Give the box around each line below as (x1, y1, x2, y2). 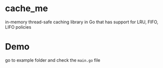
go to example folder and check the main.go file (5, 57, 101, 63)
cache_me (5, 3, 48, 14)
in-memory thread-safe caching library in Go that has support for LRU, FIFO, (5, 19, 159, 25)
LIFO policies (5, 24, 32, 30)
